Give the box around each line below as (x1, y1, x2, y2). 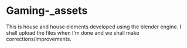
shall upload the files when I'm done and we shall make (6, 29, 140, 36)
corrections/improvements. (6, 35, 72, 42)
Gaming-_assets (6, 4, 88, 17)
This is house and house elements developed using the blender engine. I (6, 23, 182, 30)
